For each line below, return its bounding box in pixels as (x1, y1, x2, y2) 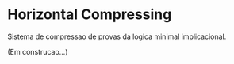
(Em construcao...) (7, 47, 68, 56)
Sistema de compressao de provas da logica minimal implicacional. (7, 32, 227, 41)
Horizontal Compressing (7, 6, 172, 24)
